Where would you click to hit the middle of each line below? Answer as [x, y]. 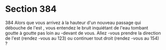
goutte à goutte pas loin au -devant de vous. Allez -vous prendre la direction [83, 33]
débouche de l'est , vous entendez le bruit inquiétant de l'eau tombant [77, 27]
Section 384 [31, 9]
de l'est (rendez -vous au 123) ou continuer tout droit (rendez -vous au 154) [82, 38]
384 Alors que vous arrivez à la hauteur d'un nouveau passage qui [73, 23]
